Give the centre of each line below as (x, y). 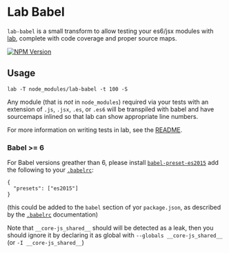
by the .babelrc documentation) (53, 214)
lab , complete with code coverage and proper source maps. (92, 38)
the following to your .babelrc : (51, 170)
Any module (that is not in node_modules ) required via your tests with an (108, 102)
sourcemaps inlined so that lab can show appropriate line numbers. (103, 116)
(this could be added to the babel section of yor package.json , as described (114, 208)
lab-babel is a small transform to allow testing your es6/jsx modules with (110, 31)
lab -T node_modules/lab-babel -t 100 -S (68, 89)
